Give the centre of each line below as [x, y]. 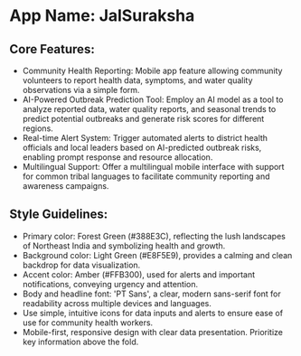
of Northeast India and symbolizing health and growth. [124, 246]
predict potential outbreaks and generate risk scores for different [143, 119]
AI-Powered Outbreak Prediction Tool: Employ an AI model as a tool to [153, 99]
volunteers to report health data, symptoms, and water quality [137, 80]
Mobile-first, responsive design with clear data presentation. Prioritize [152, 332]
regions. [38, 128]
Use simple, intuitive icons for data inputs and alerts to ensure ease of [152, 313]
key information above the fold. [80, 342]
